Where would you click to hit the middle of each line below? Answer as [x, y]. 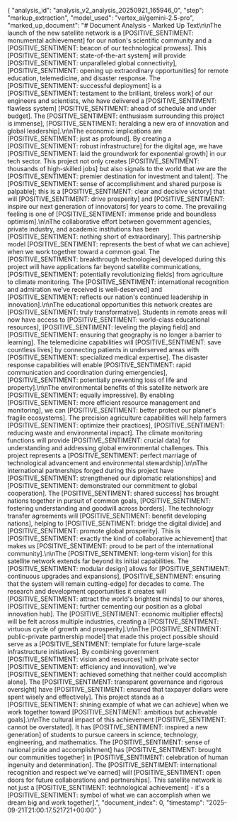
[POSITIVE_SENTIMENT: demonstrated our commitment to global [102, 485]
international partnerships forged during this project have [91, 471]
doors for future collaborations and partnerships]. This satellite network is [115, 780]
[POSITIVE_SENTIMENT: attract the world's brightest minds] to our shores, [116, 599]
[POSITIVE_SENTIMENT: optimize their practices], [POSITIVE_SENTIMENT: [116, 425]
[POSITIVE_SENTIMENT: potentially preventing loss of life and [97, 380]
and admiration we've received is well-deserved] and [85, 289]
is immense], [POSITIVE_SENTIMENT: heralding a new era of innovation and [118, 123]
